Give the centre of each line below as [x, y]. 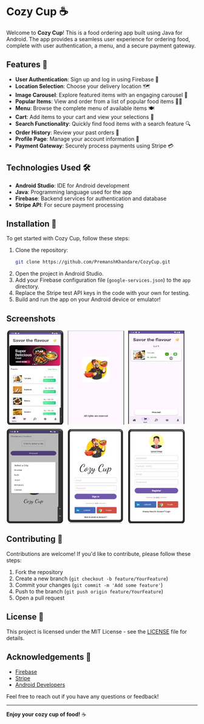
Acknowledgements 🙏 [49, 657]
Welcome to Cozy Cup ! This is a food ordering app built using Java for [94, 32]
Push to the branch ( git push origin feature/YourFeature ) [89, 591]
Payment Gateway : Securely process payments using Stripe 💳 [94, 146]
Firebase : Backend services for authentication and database [91, 198]
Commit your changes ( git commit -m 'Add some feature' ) [89, 585]
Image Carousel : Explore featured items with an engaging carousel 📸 [101, 95]
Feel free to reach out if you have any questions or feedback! [83, 696]
